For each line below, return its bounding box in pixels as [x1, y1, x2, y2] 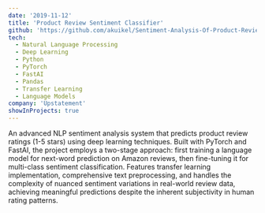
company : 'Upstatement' [8, 99, 87, 107]
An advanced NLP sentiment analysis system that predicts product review [8, 129, 248, 138]
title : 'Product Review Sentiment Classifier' [8, 19, 164, 27]
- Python [15, 56, 44, 64]
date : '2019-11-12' [8, 11, 73, 20]
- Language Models [15, 92, 77, 100]
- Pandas [15, 77, 44, 85]
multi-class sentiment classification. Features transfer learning [8, 163, 211, 171]
